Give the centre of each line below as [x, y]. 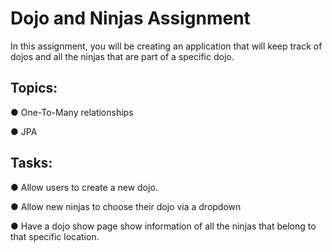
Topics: [34, 88]
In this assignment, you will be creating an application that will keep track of [166, 46]
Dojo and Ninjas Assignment [130, 18]
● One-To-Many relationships [72, 112]
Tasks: [31, 163]
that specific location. [55, 236]
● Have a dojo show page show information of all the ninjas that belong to [163, 226]
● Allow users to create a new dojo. [84, 187]
